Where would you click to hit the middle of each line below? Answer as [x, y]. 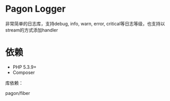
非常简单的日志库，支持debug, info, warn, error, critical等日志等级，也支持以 [85, 23]
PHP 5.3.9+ [24, 67]
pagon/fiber [18, 93]
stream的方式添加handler [32, 30]
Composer [24, 72]
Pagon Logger [36, 9]
